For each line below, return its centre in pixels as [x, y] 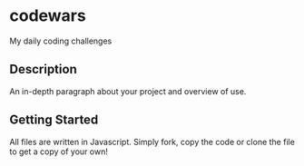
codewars [48, 16]
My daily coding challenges [61, 41]
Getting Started [54, 120]
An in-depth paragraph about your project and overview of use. [128, 91]
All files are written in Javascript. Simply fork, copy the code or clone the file [152, 142]
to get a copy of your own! [59, 151]
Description [43, 69]
